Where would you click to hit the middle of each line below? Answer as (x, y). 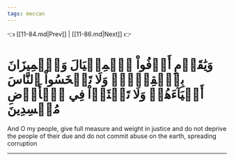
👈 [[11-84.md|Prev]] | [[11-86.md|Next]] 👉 (69, 34)
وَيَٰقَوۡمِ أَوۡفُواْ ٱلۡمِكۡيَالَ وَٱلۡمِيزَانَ (110, 64)
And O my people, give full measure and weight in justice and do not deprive (117, 128)
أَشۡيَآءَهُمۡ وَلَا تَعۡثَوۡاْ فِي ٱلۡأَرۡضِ (106, 94)
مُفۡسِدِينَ (34, 109)
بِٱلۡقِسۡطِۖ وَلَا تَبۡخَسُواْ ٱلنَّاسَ (96, 79)
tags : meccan (26, 14)
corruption (22, 143)
